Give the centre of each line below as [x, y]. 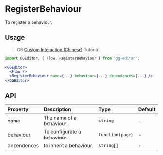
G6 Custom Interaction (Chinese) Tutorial [58, 49]
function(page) [116, 134]
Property [18, 109]
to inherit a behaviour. [68, 145]
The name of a [60, 118]
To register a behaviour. [29, 22]
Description [57, 109]
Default [147, 109]
